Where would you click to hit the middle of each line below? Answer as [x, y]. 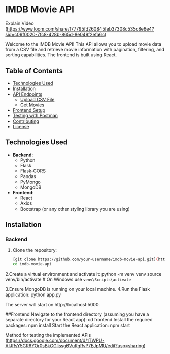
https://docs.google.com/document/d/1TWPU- [56, 340]
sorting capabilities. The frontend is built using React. [61, 55]
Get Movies [32, 105]
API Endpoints [27, 94]
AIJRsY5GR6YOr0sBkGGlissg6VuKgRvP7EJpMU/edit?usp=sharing [75, 346]
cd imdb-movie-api [32, 264]
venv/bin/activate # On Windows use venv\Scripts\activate [68, 279]
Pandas [28, 176]
